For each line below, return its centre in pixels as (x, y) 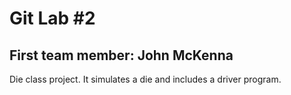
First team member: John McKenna (121, 55)
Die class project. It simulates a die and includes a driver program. (145, 79)
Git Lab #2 (52, 18)
